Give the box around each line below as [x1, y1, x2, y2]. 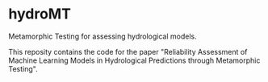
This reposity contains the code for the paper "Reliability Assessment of [8, 47, 248, 56]
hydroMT [8, 5, 71, 23]
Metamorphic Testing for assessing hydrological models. [8, 31, 198, 41]
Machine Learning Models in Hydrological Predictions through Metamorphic [8, 55, 261, 65]
